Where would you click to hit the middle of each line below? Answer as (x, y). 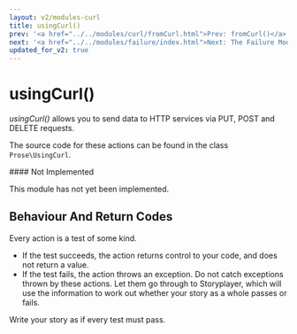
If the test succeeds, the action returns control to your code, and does (150, 255)
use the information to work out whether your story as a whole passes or (154, 292)
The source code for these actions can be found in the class (119, 145)
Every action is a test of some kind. (73, 238)
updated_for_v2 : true (49, 50)
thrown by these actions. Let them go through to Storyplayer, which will (152, 284)
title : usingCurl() (45, 26)
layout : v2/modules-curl (55, 17)
